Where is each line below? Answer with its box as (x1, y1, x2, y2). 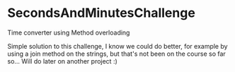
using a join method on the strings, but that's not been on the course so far (7, 49, 227, 58)
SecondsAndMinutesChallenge (7, 5, 196, 21)
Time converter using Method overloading (7, 28, 130, 37)
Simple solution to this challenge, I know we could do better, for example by (7, 42, 228, 50)
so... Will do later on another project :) (7, 56, 118, 65)
